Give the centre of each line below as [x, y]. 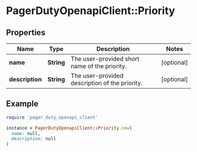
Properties [26, 33]
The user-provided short [105, 59]
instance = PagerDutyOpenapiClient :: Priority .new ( [69, 128]
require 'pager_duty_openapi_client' [52, 117]
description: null [34, 139]
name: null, [26, 133]
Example [22, 104]
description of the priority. [106, 83]
